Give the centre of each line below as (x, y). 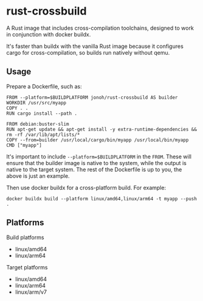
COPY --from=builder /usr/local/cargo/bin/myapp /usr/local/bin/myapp (98, 140)
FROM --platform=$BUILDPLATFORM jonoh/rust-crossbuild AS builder (92, 97)
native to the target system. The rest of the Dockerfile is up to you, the (94, 169)
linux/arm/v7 (31, 292)
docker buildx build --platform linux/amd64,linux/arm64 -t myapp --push (102, 198)
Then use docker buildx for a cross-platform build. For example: (86, 188)
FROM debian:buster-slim (38, 124)
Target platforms (27, 267)
